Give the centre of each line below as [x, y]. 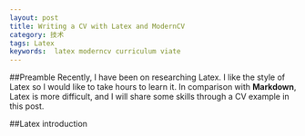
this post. [27, 106]
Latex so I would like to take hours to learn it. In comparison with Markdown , [153, 87]
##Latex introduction [49, 124]
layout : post [34, 18]
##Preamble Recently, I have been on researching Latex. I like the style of [147, 77]
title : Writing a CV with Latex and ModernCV [97, 26]
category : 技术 [37, 34]
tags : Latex [32, 43]
